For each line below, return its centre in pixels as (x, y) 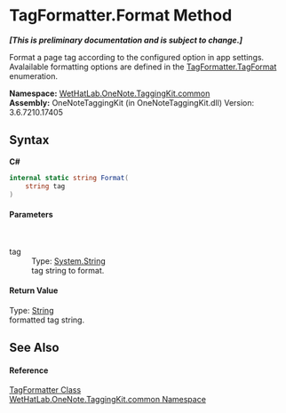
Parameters (31, 214)
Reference (29, 370)
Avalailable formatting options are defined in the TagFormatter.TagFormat (143, 67)
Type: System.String (69, 261)
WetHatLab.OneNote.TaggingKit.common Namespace (108, 400)
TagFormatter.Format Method (121, 16)
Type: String (32, 310)
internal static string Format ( (69, 178)
